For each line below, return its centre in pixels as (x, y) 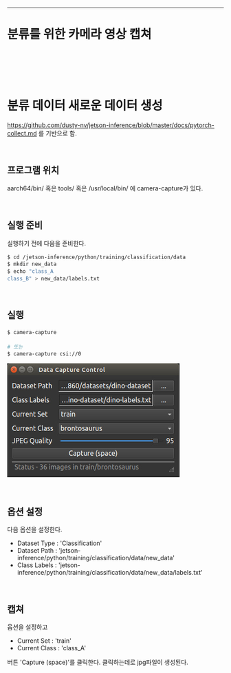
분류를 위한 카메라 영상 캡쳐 (79, 34)
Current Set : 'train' (44, 641)
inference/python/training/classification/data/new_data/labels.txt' (110, 573)
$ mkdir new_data (32, 264)
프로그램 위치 (33, 170)
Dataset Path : (37, 551)
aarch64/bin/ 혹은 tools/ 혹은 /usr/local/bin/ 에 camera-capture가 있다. (105, 188)
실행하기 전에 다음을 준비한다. (47, 243)
